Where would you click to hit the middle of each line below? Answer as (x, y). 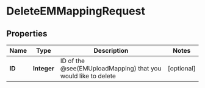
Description (111, 51)
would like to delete (88, 76)
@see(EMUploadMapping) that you (111, 68)
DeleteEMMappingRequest (76, 11)
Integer (44, 68)
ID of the (73, 61)
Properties (27, 34)
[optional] (182, 68)
